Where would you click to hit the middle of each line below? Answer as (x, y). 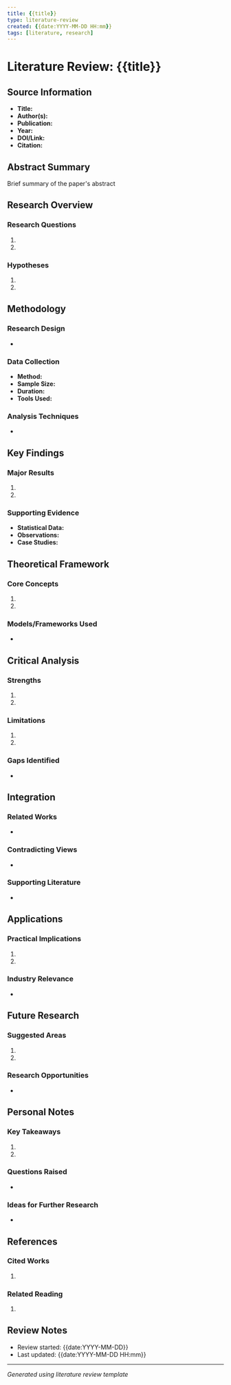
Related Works (32, 817)
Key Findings (36, 453)
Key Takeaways (34, 1132)
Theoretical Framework (58, 564)
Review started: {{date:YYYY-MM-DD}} (73, 1347)
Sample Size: (36, 384)
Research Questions (42, 225)
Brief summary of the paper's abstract (61, 184)
